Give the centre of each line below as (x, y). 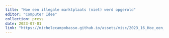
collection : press (24, 19)
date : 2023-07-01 (23, 23)
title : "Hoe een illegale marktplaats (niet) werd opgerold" (71, 10)
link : (11, 28)
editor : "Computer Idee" (31, 14)
